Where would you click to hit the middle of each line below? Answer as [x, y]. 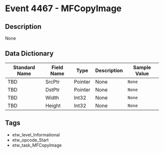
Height [53, 106]
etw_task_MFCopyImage [37, 145]
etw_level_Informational [36, 134]
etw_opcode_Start [30, 140]
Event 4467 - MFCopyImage [63, 9]
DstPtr [53, 89]
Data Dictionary [29, 54]
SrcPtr [53, 82]
